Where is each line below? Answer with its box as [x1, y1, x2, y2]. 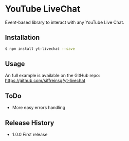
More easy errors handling [12, 105, 66, 110]
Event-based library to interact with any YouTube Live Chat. [5, 19, 124, 25]
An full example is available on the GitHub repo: [5, 73, 100, 78]
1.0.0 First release [12, 132, 48, 138]
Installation [5, 33, 40, 42]
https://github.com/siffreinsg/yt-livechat [5, 78, 86, 83]
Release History [5, 119, 55, 127]
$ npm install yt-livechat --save [5, 46, 75, 51]
